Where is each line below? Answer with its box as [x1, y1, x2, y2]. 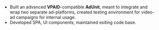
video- [141, 9, 155, 15]
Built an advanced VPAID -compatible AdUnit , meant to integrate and [9, 4, 148, 10]
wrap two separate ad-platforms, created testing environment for [9, 9, 141, 15]
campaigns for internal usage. [16, 15, 76, 20]
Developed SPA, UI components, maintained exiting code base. [9, 19, 136, 25]
